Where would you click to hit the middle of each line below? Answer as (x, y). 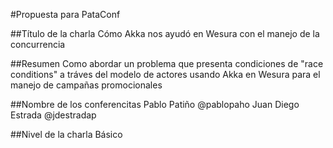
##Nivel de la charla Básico (66, 134)
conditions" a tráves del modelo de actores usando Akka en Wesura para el (165, 74)
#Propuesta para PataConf (65, 14)
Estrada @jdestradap (53, 115)
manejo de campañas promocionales (86, 85)
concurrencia (38, 44)
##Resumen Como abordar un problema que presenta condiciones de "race (167, 63)
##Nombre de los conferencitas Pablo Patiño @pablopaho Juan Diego (155, 104)
